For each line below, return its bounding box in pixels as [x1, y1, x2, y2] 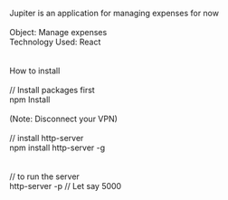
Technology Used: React [9, 36, 101, 47]
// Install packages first [9, 85, 95, 95]
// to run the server [9, 171, 80, 182]
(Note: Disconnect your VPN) [9, 113, 118, 124]
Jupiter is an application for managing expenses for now [9, 8, 220, 18]
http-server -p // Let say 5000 [9, 181, 122, 191]
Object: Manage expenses [9, 27, 108, 37]
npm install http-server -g [9, 142, 106, 153]
